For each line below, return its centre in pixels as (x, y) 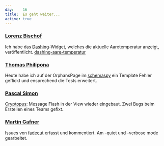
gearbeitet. (16, 138)
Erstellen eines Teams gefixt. (34, 109)
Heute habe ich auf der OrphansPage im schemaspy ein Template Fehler (79, 75)
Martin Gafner (22, 122)
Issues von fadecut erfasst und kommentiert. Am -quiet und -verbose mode (82, 133)
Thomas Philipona (27, 64)
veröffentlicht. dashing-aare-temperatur (45, 52)
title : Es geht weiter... (33, 14)
